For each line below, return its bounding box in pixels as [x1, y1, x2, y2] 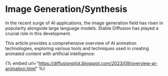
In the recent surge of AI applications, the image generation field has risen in [5, 20, 163, 26]
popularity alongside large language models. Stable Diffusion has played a [5, 25, 159, 31]
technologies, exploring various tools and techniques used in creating [5, 45, 149, 51]
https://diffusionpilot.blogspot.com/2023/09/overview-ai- [38, 60, 158, 66]
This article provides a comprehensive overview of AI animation [5, 40, 137, 46]
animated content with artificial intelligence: [5, 51, 95, 57]
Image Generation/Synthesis [5, 3, 128, 15]
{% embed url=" [5, 60, 39, 66]
